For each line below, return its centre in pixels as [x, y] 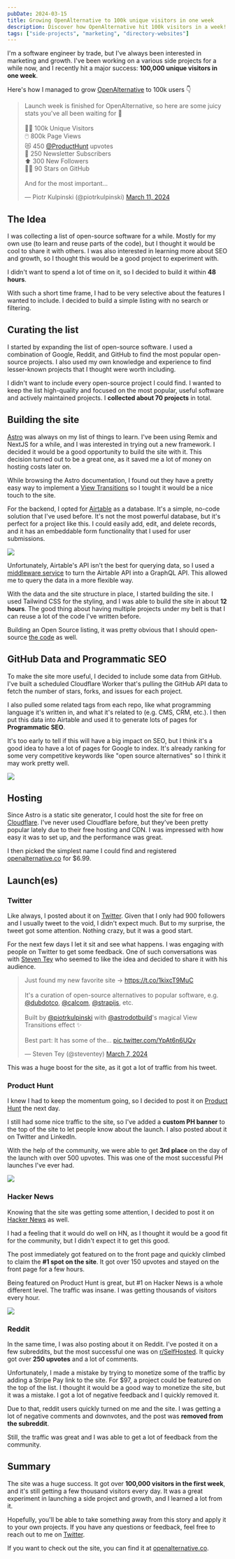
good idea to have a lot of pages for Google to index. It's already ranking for [116, 748]
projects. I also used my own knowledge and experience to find [120, 361]
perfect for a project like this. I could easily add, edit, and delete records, [112, 523]
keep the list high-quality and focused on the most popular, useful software [116, 390]
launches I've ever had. [41, 1165]
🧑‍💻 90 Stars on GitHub [57, 168]
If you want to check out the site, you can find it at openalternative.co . [108, 1548]
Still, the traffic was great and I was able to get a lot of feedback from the [113, 1437]
